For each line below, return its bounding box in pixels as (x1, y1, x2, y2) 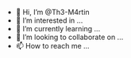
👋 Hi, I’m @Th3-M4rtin (15, 8, 90, 16)
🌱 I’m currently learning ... (15, 24, 101, 33)
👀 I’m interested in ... (15, 16, 83, 25)
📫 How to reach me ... (15, 42, 90, 50)
